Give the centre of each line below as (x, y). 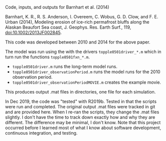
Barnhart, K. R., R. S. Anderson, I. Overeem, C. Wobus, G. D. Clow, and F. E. (82, 17)
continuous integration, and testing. (41, 133)
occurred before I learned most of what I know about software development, (83, 128)
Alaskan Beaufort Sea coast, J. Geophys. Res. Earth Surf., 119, (68, 27)
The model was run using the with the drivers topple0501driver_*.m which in (83, 52)
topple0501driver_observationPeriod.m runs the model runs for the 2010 (86, 72)
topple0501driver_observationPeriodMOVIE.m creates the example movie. (86, 82)
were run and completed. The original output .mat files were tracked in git (80, 107)
